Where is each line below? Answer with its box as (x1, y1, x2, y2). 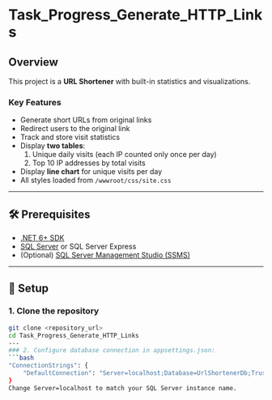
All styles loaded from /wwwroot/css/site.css (19, 176, 172, 185)
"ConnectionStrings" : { (8, 362, 89, 370)
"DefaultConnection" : (23, 369, 96, 377)
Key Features (8, 96, 62, 108)
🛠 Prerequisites (8, 207, 91, 221)
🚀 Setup (8, 281, 49, 295)
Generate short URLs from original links (19, 115, 152, 125)
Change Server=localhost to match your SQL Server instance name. (8, 384, 237, 392)
